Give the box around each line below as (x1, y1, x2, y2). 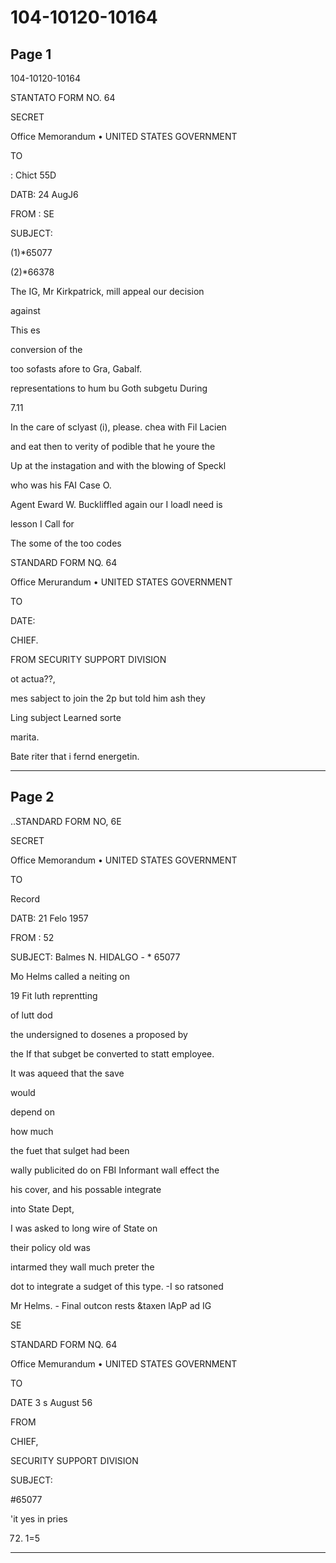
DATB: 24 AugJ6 (10, 189, 79, 200)
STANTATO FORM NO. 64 (10, 92, 116, 103)
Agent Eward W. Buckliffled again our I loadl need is (10, 499, 223, 510)
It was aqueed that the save (10, 1067, 125, 1079)
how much (10, 1125, 54, 1137)
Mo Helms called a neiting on (10, 970, 131, 982)
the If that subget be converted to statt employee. (10, 1047, 215, 1060)
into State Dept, (10, 1202, 75, 1215)
